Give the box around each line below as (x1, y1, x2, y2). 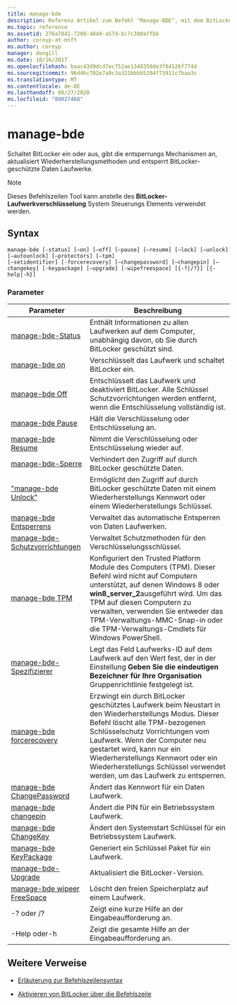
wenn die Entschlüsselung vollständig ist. (89, 402, 226, 412)
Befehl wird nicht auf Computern (89, 571, 197, 581)
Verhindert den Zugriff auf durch (89, 454, 197, 464)
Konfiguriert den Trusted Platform (89, 553, 201, 563)
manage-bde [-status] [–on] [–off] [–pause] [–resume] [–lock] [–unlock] (7, 246, 229, 253)
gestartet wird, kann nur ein (89, 744, 181, 754)
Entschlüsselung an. (89, 423, 157, 433)
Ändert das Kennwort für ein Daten (89, 782, 205, 792)
